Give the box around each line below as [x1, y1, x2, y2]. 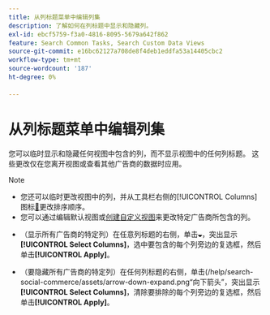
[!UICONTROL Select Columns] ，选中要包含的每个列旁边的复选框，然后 [19, 239, 262, 249]
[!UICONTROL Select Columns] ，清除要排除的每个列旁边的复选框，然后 [19, 287, 262, 296]
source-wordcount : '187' [8, 65, 92, 73]
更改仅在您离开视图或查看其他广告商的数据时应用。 [15, 158, 186, 168]
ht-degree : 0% [8, 73, 57, 81]
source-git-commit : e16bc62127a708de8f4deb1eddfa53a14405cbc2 [8, 47, 223, 56]
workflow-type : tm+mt [8, 56, 82, 64]
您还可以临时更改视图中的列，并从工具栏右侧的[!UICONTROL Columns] [19, 192, 258, 201]
